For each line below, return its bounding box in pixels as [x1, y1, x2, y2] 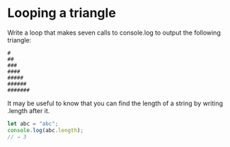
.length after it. [7, 106, 50, 114]
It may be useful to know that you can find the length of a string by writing [7, 99, 223, 107]
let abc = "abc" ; [7, 120, 59, 127]
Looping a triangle [7, 5, 117, 21]
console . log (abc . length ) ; [7, 127, 84, 134]
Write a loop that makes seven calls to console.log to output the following [7, 28, 221, 37]
